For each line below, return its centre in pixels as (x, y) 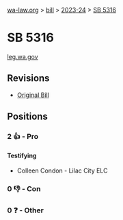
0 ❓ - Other (26, 210)
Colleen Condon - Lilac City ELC (62, 170)
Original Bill (33, 95)
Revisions (28, 78)
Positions (27, 117)
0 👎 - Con (24, 189)
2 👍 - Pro (23, 137)
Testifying (22, 155)
